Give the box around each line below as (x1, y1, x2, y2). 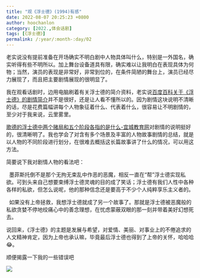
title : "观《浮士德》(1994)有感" (6, 8, 82, 15)
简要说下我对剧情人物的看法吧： (6, 158, 85, 165)
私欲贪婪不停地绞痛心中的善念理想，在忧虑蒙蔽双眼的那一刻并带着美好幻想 (6, 206, 189, 213)
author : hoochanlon (6, 20, 55, 26)
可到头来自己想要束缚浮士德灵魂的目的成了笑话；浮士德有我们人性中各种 (16, 179, 194, 185)
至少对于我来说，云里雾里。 (6, 111, 74, 118)
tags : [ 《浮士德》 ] (6, 31, 46, 37)
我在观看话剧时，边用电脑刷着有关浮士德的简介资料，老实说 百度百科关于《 (6, 89, 189, 95)
